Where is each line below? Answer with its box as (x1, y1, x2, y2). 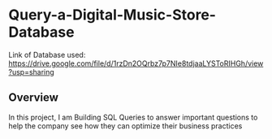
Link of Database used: (8, 50, 86, 59)
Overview (8, 91, 59, 105)
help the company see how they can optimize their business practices (8, 120, 243, 131)
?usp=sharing (8, 67, 54, 76)
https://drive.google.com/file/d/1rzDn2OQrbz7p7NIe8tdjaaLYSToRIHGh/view (8, 59, 264, 68)
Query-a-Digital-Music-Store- (8, 6, 217, 24)
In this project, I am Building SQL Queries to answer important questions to (8, 112, 258, 122)
